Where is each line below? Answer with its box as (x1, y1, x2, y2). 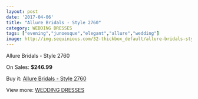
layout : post (6, 8, 38, 15)
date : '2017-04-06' (6, 14, 54, 20)
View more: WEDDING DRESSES (6, 87, 85, 93)
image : (6, 36, 22, 42)
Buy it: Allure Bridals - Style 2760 (6, 75, 87, 82)
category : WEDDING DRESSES (6, 25, 72, 31)
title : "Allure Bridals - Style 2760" (6, 19, 101, 25)
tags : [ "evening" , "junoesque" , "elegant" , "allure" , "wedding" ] (6, 31, 160, 37)
